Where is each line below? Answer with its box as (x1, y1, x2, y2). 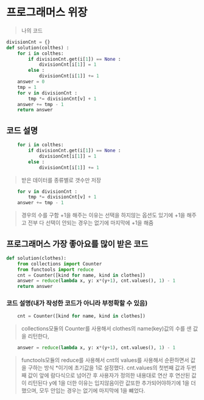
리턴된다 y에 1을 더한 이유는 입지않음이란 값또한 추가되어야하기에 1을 (27, 379, 190, 387)
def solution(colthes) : (6, 44, 69, 51)
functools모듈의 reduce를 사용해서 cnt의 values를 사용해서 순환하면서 (21, 357, 189, 364)
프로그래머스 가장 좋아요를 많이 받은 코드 (6, 239, 149, 249)
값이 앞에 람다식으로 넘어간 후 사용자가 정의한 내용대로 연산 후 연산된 (27, 372, 191, 379)
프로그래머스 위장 (6, 5, 88, 19)
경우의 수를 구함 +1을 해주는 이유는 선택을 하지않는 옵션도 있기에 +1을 (21, 211, 186, 219)
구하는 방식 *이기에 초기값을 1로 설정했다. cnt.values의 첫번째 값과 (27, 364, 185, 371)
